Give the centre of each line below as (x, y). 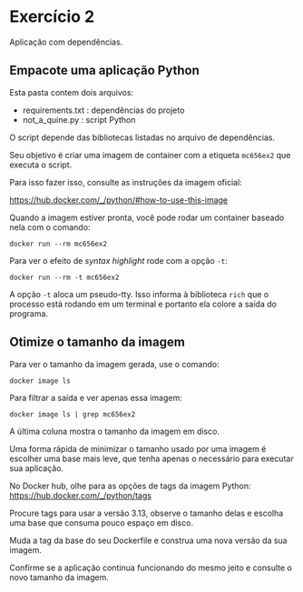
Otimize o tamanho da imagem (98, 342)
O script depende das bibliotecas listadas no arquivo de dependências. (142, 137)
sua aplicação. (37, 468)
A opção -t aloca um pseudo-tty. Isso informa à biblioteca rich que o (139, 294)
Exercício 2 (52, 17)
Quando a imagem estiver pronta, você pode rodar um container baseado (147, 217)
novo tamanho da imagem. (59, 577)
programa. (29, 313)
